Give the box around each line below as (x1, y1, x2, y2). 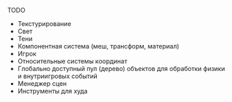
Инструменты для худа (17, 87, 88, 95)
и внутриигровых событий (17, 72, 98, 80)
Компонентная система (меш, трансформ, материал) (17, 42, 180, 50)
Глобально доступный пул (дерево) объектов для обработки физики (17, 65, 225, 72)
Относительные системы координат (17, 57, 127, 65)
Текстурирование (17, 20, 72, 27)
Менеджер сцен (17, 79, 67, 87)
